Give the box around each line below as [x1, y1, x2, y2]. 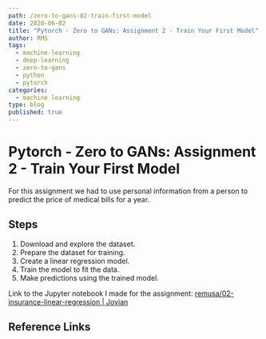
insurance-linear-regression [8, 297, 101, 306]
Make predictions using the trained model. [19, 273, 160, 282]
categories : [8, 86, 48, 94]
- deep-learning [15, 57, 69, 65]
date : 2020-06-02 [8, 19, 66, 27]
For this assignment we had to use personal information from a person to [8, 185, 248, 196]
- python [15, 71, 45, 79]
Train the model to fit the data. [19, 265, 120, 274]
